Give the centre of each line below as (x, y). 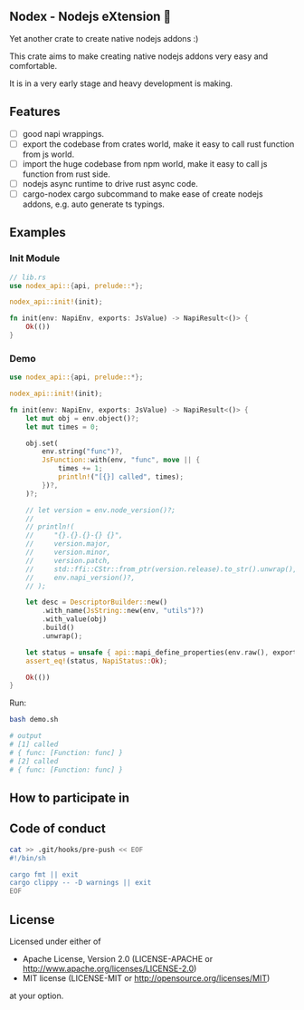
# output (26, 736)
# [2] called (34, 761)
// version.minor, (68, 553)
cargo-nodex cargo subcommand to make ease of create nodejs (143, 194)
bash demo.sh (34, 720)
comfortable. (33, 65)
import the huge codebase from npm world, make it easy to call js (145, 163)
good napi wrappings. (63, 133)
